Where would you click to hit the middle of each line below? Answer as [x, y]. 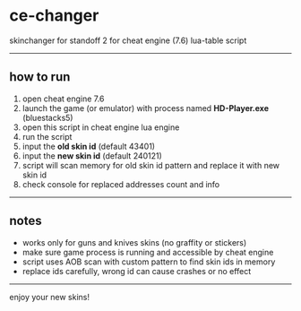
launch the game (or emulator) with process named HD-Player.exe [145, 108]
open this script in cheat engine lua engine [101, 127]
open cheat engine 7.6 [63, 99]
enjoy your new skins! [49, 297]
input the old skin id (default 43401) [88, 146]
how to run [40, 77]
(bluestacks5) [47, 117]
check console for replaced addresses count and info [121, 184]
